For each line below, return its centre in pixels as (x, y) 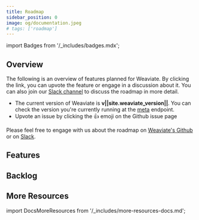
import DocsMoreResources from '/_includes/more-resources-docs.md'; (96, 210)
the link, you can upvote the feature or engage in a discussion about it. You (99, 85)
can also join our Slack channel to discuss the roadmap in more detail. (93, 92)
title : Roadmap (25, 12)
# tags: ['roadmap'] (32, 28)
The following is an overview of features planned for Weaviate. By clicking (98, 79)
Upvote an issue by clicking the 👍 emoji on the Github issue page (96, 116)
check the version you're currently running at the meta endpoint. (95, 110)
